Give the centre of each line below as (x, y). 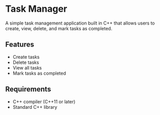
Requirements (28, 89)
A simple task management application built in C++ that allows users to (80, 23)
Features (20, 45)
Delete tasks (26, 62)
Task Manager (36, 9)
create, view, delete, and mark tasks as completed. (59, 28)
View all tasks (27, 67)
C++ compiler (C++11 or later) (44, 101)
